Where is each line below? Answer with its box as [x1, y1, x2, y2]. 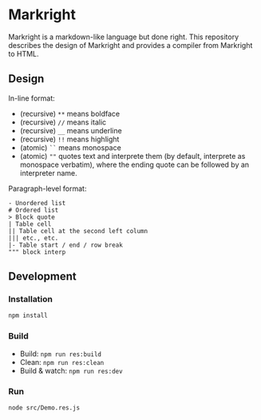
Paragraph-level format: [8, 184, 87, 193]
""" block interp [8, 248, 66, 256]
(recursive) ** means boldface [19, 109, 121, 118]
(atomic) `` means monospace [19, 142, 121, 153]
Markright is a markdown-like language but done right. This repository [8, 32, 239, 42]
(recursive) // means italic [19, 117, 107, 127]
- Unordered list [8, 199, 66, 207]
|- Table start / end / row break [8, 241, 124, 249]
